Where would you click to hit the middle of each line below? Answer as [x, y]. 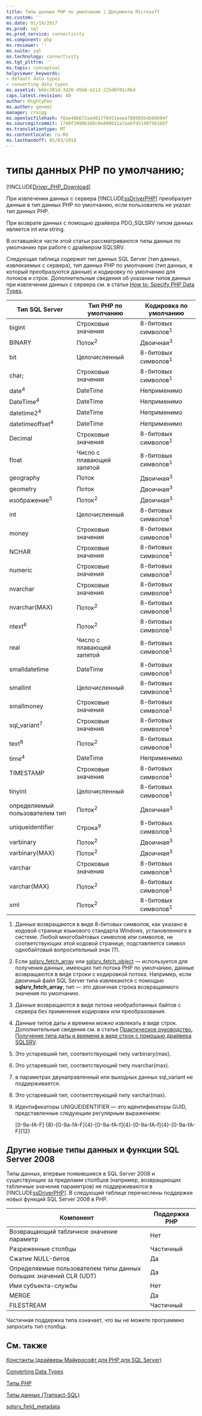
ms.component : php [29, 40]
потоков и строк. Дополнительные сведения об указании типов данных [99, 278]
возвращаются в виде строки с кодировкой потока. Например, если [103, 974]
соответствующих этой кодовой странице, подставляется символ [100, 943]
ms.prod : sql [23, 29]
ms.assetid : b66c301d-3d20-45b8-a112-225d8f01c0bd [71, 90]
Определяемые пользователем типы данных [75, 1269]
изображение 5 [31, 500]
